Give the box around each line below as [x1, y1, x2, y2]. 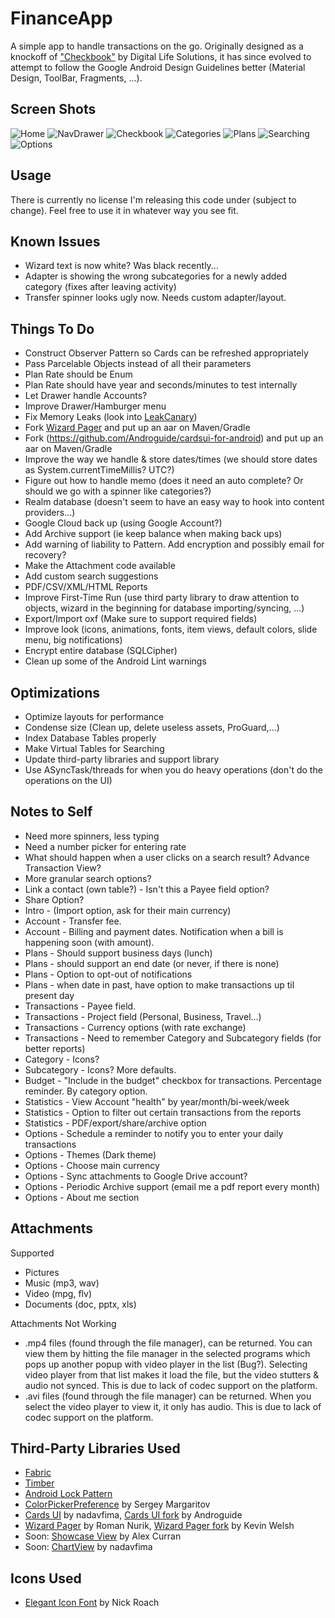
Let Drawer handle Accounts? [24, 390, 148, 402]
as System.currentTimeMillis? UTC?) [24, 464, 175, 476]
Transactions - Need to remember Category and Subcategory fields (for [24, 1032, 322, 1044]
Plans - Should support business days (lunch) [24, 947, 213, 959]
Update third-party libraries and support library [24, 753, 220, 765]
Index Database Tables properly [24, 732, 157, 744]
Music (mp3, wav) [24, 1277, 100, 1289]
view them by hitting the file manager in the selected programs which [24, 1347, 311, 1359]
